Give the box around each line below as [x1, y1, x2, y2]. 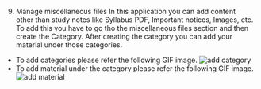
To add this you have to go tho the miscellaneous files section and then [15, 24, 249, 32]
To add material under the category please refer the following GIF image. [15, 64, 254, 73]
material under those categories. [15, 40, 123, 50]
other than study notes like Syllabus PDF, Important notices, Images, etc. [15, 15, 254, 24]
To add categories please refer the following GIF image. [15, 55, 198, 65]
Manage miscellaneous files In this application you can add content [15, 7, 236, 16]
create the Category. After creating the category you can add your [15, 32, 232, 41]
